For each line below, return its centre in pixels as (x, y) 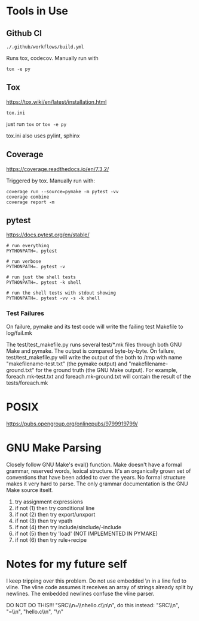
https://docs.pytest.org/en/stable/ (48, 235)
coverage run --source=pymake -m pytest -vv (62, 191)
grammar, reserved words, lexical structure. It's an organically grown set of (99, 471)
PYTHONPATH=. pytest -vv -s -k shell (53, 298)
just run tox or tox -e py (36, 124)
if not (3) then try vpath (44, 521)
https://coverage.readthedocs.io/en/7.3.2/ (58, 169)
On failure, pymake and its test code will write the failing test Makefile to (95, 326)
